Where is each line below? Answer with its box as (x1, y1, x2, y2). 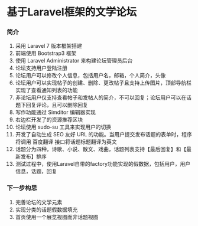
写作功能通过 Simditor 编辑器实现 (15, 109, 96, 116)
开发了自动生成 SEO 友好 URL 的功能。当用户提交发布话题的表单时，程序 (15, 131, 192, 138)
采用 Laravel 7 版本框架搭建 (15, 42, 82, 50)
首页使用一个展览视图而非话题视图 (15, 213, 99, 220)
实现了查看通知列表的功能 (15, 87, 78, 94)
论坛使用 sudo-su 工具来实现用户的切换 (15, 123, 112, 130)
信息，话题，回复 (15, 168, 57, 175)
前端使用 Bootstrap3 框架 (15, 50, 77, 57)
